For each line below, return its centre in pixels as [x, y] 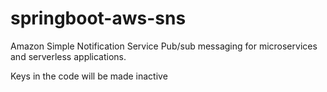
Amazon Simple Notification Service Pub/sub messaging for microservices [164, 46]
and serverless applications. [68, 56]
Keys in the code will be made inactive [89, 76]
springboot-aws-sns [98, 18]
